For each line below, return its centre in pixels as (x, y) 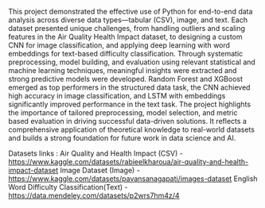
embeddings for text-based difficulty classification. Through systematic (126, 54)
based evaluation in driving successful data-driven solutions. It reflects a (127, 121)
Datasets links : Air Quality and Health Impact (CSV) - (95, 153)
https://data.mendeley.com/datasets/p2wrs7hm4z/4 (94, 195)
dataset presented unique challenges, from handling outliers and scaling (127, 28)
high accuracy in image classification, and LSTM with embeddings (117, 96)
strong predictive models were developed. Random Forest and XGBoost (126, 79)
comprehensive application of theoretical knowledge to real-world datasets (131, 129)
